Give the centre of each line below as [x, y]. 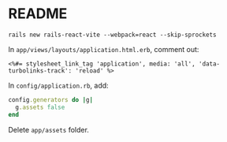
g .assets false [40, 107]
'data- [209, 64]
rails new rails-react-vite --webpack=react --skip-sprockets [112, 35]
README [38, 14]
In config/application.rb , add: [58, 85]
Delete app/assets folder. [48, 129]
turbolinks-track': [40, 71]
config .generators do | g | [50, 99]
